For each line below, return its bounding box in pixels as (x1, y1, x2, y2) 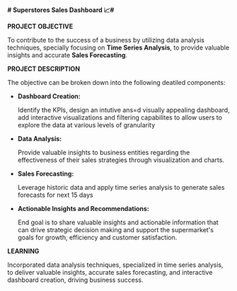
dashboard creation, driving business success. (7, 275, 144, 284)
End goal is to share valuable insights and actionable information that (17, 218, 219, 227)
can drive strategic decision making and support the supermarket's (17, 226, 214, 234)
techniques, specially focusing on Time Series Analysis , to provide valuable (7, 43, 230, 52)
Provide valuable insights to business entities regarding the (17, 148, 190, 156)
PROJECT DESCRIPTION (7, 64, 80, 73)
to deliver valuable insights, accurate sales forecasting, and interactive (7, 268, 213, 276)
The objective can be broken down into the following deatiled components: (7, 79, 226, 86)
